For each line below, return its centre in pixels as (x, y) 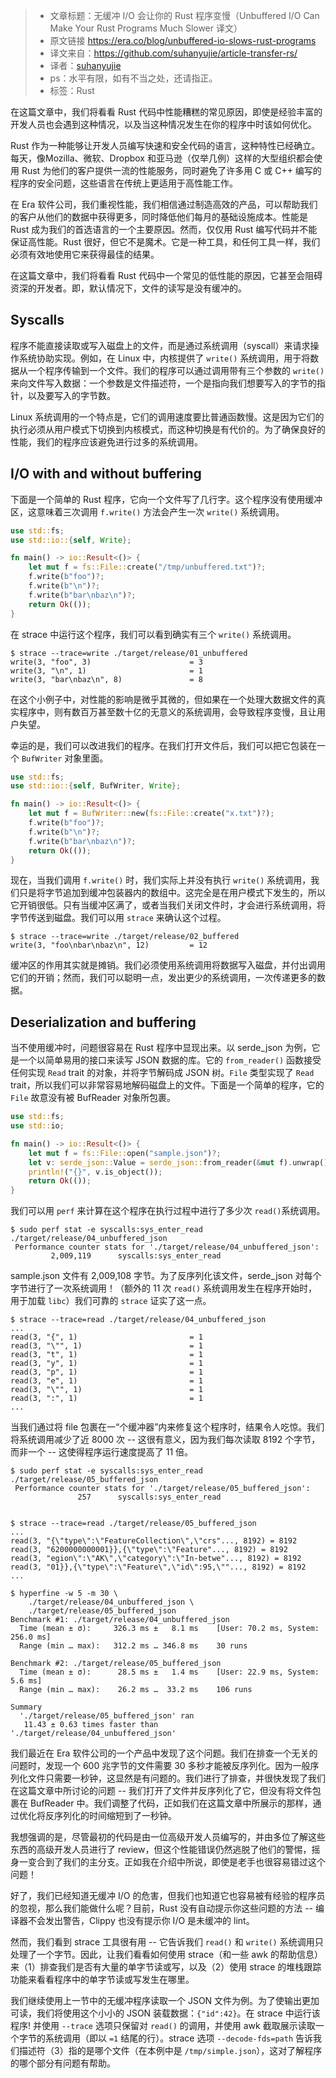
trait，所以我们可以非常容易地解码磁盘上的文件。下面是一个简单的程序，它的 (167, 1085)
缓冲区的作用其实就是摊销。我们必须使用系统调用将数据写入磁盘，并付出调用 (168, 965)
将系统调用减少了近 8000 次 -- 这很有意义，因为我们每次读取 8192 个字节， (165, 1440)
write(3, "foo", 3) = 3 (106, 662)
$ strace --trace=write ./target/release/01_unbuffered (129, 653)
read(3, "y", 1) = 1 (106, 1364)
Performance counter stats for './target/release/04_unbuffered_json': (167, 1247)
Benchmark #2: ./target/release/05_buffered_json (116, 1664)
